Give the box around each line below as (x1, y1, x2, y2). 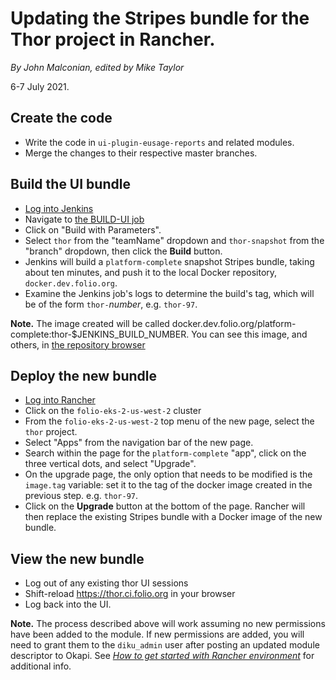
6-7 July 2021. (10, 80, 70, 92)
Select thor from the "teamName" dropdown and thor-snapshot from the (24, 234, 325, 246)
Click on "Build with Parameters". (24, 223, 162, 236)
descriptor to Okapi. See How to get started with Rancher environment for (10, 650, 315, 662)
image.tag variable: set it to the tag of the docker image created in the (24, 479, 313, 491)
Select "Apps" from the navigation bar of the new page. (24, 437, 254, 449)
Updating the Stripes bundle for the (10, 7, 310, 30)
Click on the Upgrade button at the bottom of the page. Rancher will (24, 500, 306, 512)
